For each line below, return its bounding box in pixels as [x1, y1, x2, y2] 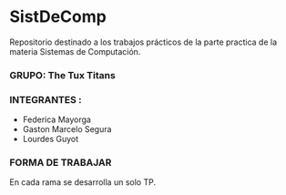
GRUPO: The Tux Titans [9, 68, 116, 81]
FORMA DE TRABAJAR [9, 157, 112, 169]
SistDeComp [9, 6, 107, 27]
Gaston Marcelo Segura [22, 124, 112, 135]
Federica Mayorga [22, 114, 91, 125]
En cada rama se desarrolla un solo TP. [9, 177, 157, 188]
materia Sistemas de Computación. [9, 46, 141, 56]
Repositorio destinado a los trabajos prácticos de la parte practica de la [9, 36, 278, 47]
